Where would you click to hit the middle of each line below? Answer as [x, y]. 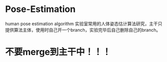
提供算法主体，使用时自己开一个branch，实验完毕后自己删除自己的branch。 [83, 30]
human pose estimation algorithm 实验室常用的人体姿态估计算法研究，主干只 [84, 23]
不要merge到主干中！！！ [58, 52]
